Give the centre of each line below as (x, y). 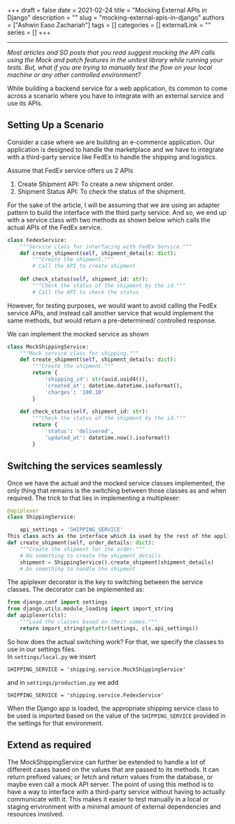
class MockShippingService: (48, 347)
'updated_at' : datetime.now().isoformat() (107, 438)
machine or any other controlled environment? (74, 75)
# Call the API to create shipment (84, 266)
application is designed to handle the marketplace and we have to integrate (115, 149)
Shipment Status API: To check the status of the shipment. (101, 191)
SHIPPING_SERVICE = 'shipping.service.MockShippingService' (97, 669)
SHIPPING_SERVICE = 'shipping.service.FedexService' (86, 695)
